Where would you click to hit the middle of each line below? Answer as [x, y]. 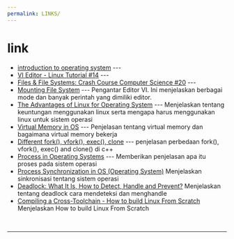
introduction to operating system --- [69, 68]
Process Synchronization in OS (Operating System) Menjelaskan [109, 171]
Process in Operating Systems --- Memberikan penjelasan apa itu [111, 156]
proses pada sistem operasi [57, 164]
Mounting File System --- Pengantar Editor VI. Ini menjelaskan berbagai [120, 90]
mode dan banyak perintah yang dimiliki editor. [84, 97]
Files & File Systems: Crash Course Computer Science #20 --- [107, 82]
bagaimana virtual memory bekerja [67, 134]
